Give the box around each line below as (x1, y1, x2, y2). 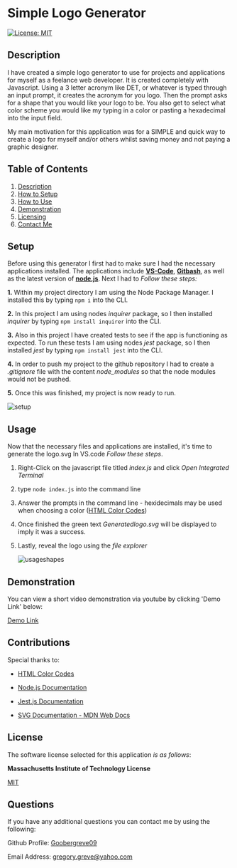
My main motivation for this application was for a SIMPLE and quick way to (7, 127, 226, 136)
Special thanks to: (7, 655, 60, 664)
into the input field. (7, 113, 62, 122)
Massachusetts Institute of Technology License (7, 764, 151, 773)
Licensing (17, 212, 47, 221)
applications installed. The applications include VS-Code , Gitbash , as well (7, 267, 225, 276)
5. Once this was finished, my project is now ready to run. (7, 389, 176, 397)
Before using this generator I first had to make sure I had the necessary (7, 259, 216, 268)
